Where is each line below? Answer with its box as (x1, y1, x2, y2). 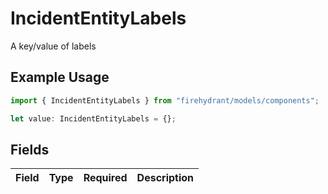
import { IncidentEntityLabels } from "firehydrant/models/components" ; (10, 95, 320, 106)
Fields (10, 141, 50, 158)
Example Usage (10, 69, 110, 86)
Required (83, 171, 128, 185)
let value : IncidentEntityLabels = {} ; (10, 113, 177, 124)
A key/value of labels (10, 40, 97, 52)
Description (136, 171, 195, 185)
